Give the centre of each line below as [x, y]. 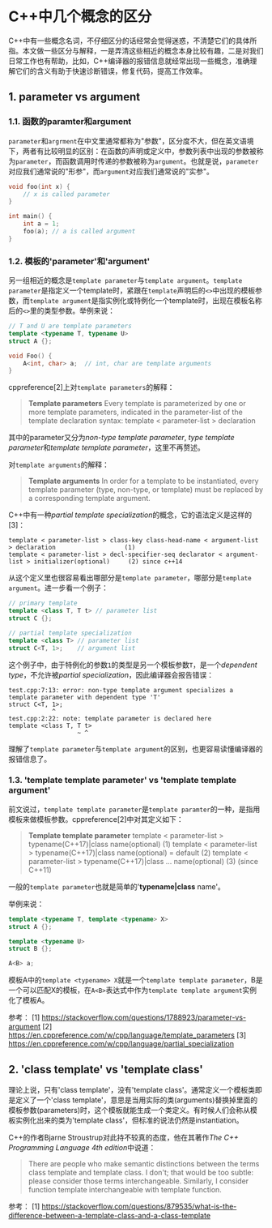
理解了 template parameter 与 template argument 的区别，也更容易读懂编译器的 [136, 749]
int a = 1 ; [41, 224]
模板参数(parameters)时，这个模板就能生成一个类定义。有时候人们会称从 [130, 1110]
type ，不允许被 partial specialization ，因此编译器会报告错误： [111, 674]
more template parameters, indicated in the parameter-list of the [135, 412]
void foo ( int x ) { [39, 186]
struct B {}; [30, 949]
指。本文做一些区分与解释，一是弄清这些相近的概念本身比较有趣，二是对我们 [136, 50]
